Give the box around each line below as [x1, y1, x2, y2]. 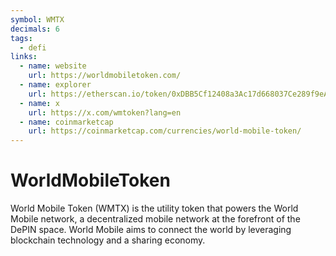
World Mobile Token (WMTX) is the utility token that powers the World [10, 202, 299, 215]
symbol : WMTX [10, 14, 65, 25]
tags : [10, 33, 33, 43]
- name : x [19, 98, 60, 108]
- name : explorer [19, 80, 92, 90]
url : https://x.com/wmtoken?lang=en [28, 107, 182, 118]
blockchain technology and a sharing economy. [10, 234, 206, 246]
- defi [19, 42, 47, 53]
